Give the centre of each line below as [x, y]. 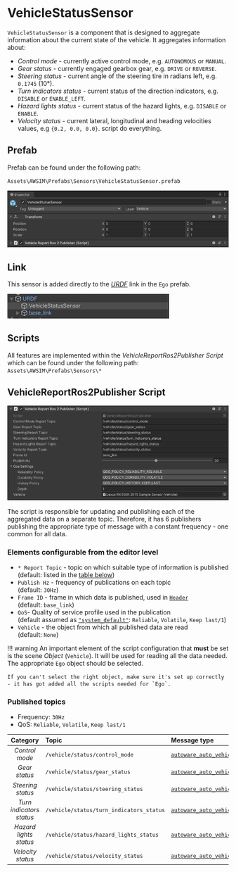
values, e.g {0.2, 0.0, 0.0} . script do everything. [90, 128]
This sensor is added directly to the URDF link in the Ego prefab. [99, 284]
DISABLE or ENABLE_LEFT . [52, 98]
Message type [192, 740]
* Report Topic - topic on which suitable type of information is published [123, 567]
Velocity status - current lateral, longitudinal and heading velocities [114, 120]
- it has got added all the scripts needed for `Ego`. [89, 684]
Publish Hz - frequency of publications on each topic [94, 583]
